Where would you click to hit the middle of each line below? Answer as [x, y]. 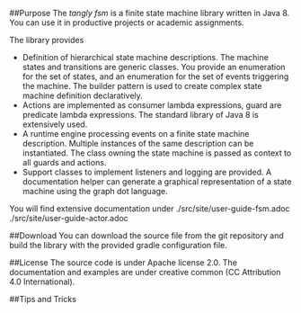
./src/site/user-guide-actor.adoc [69, 218]
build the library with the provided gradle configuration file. [118, 245]
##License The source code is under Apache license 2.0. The [124, 263]
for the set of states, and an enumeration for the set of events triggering [155, 76]
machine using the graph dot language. [95, 191]
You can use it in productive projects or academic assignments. [127, 22]
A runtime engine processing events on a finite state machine [136, 134]
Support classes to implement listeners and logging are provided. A [147, 172]
